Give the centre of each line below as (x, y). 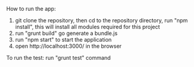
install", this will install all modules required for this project (88, 27)
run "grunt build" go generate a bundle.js (66, 33)
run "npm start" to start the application (63, 40)
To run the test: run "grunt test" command (59, 58)
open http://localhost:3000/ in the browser (68, 46)
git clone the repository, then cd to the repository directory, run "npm (101, 20)
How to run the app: (31, 9)
